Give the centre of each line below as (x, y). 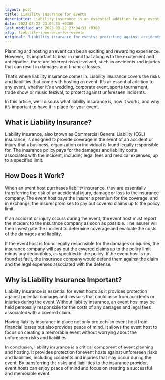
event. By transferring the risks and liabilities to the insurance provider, (77, 363)
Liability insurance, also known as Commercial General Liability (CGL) (75, 134)
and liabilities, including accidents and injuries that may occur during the (78, 358)
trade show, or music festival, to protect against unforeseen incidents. (76, 92)
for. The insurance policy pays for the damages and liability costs (71, 150)
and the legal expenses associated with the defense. (58, 264)
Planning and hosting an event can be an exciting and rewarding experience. (82, 51)
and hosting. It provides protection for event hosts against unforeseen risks (81, 352)
